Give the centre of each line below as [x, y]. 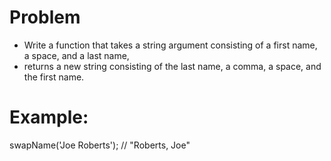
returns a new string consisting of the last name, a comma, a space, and [172, 66]
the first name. [54, 77]
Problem [45, 17]
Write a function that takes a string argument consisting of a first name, [170, 45]
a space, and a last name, [76, 55]
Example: [49, 117]
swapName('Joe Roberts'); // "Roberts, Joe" [100, 145]
